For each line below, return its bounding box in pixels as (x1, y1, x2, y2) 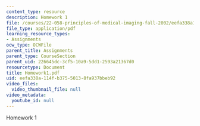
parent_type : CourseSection (6, 53, 76, 59)
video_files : (6, 81, 39, 87)
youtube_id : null (11, 97, 55, 103)
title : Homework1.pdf (6, 70, 60, 76)
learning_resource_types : (6, 31, 70, 37)
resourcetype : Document (6, 64, 65, 70)
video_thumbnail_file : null (11, 87, 82, 93)
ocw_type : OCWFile (6, 42, 52, 48)
